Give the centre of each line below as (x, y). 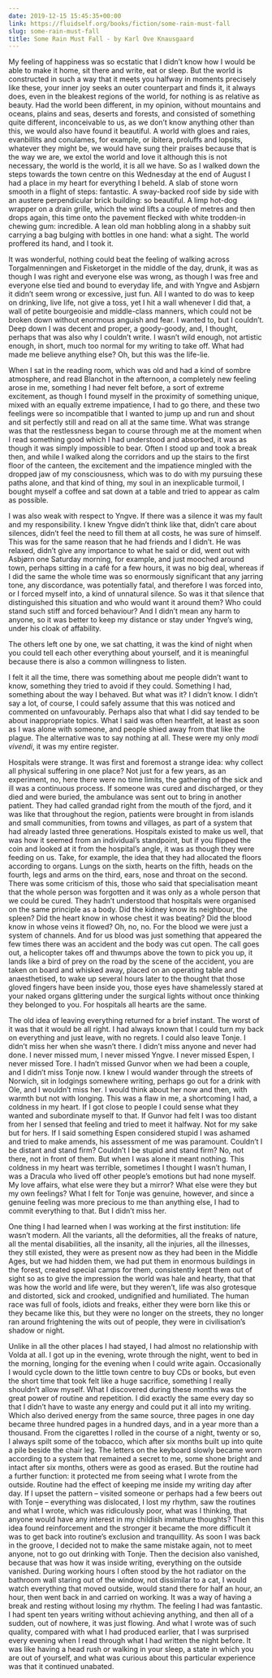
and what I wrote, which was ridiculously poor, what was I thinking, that (128, 1511)
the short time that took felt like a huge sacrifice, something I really (120, 1381)
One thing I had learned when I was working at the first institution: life (125, 1227)
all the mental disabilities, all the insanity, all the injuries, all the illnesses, (129, 1244)
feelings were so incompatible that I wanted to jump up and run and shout (132, 414)
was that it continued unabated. (61, 1667)
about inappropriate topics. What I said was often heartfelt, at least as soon (134, 721)
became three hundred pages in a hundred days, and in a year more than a (134, 1424)
